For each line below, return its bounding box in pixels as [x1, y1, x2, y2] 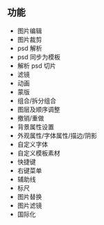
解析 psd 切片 [17, 61, 57, 70]
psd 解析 [17, 44, 43, 52]
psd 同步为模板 [17, 52, 61, 61]
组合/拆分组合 [17, 96, 57, 105]
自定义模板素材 [17, 149, 60, 157]
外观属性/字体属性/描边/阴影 [17, 131, 97, 140]
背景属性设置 [17, 122, 54, 131]
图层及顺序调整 [17, 105, 60, 113]
